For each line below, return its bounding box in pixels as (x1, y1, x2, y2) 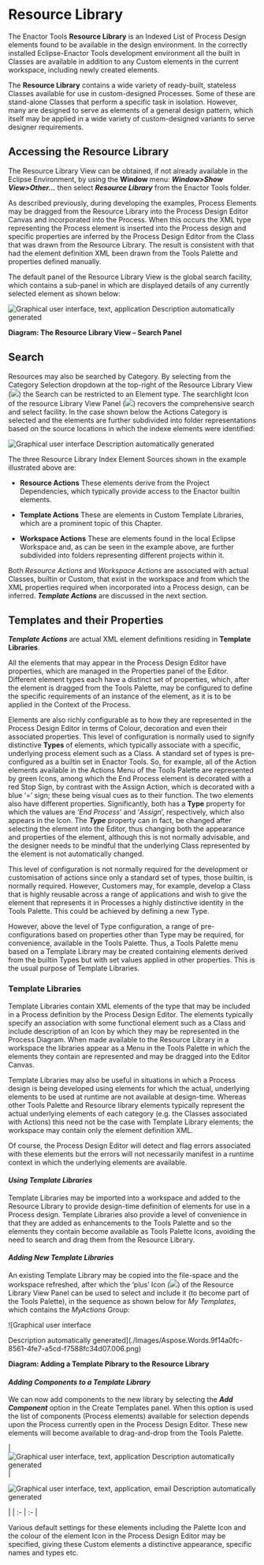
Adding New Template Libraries (8, 1253, 114, 1262)
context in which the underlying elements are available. (8, 1157, 188, 1167)
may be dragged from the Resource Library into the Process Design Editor (8, 207, 249, 216)
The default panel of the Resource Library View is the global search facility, (8, 272, 252, 281)
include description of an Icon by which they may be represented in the (8, 1027, 240, 1036)
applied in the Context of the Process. (8, 700, 132, 710)
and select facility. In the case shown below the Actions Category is (8, 407, 229, 416)
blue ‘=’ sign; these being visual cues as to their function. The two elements (8, 791, 254, 800)
